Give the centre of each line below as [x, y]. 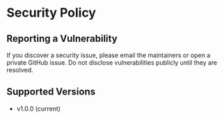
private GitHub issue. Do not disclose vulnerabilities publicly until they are [112, 63]
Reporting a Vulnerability [62, 39]
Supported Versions [51, 92]
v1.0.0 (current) [38, 109]
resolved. [20, 70]
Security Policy [51, 13]
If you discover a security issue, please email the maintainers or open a [109, 55]
